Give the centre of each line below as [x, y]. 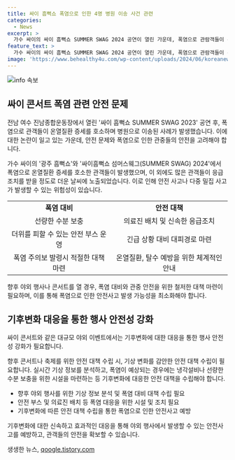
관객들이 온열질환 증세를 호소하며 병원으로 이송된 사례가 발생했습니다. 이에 [127, 131]
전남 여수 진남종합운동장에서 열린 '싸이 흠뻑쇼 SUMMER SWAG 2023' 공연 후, [114, 122]
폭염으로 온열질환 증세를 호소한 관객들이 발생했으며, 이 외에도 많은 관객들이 [109, 172]
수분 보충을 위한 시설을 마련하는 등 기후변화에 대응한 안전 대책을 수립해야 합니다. [116, 379]
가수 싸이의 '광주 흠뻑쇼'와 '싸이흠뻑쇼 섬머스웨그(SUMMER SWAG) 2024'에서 [114, 163]
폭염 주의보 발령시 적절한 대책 [59, 257]
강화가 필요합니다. [39, 346]
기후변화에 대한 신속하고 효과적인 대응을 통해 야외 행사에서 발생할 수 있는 [106, 426]
